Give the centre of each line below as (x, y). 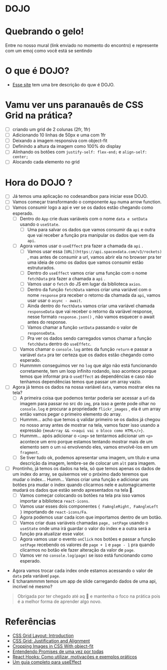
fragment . (29, 452)
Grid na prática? (39, 116)
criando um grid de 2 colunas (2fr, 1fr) (51, 129)
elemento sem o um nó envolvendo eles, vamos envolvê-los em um (89, 447)
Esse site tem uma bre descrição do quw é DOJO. (63, 85)
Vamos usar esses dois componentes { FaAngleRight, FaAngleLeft (89, 506)
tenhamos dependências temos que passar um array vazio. (81, 382)
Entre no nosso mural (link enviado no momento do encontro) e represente (82, 45)
